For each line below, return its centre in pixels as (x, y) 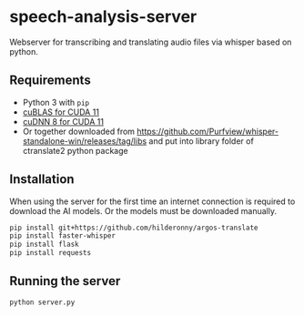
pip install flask (44, 245)
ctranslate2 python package (76, 150)
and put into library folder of (202, 141)
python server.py (42, 302)
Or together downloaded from (78, 131)
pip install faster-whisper (63, 236)
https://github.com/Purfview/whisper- (208, 131)
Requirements (50, 81)
